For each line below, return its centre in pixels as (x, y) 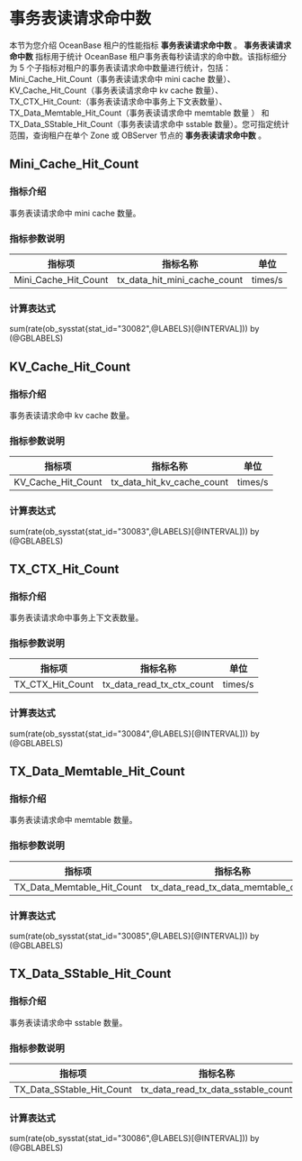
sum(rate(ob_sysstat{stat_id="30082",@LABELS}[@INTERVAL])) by (134, 329)
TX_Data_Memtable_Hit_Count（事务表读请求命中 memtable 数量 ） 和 (139, 113)
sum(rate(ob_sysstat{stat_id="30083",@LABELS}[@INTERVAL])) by (134, 531)
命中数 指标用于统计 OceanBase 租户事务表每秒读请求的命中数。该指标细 (144, 56)
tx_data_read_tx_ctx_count (158, 684)
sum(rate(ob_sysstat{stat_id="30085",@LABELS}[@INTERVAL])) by (134, 936)
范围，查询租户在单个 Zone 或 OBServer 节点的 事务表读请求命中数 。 (138, 135)
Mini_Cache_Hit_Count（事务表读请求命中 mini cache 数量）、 (122, 78)
